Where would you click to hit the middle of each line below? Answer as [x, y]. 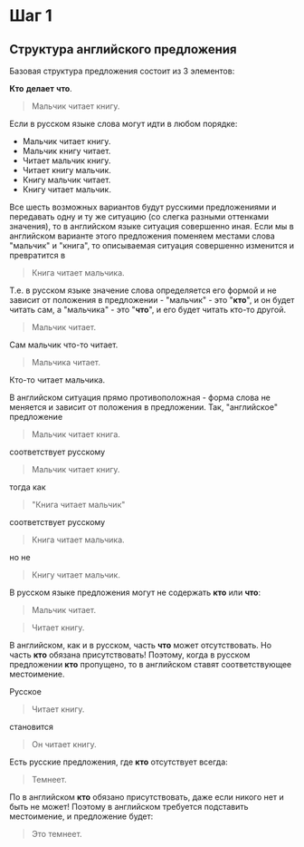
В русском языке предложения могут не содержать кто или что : [135, 592]
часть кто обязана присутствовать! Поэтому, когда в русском [130, 655]
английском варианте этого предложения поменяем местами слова [142, 236]
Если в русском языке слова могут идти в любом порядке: [123, 124]
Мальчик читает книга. [76, 434]
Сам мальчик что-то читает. [64, 345]
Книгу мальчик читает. [66, 180]
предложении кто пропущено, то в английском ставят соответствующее [151, 664]
